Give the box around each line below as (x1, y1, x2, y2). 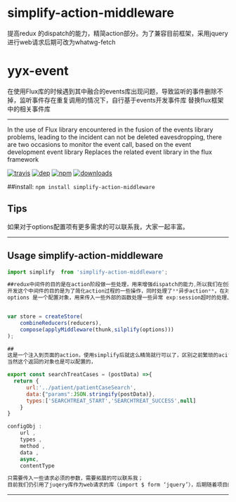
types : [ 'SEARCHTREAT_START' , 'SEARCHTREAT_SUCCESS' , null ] (25, 397, 197, 404)
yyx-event (7, 63, 69, 79)
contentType (20, 462, 55, 469)
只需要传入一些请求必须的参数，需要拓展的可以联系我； (7, 475, 144, 482)
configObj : (7, 423, 42, 430)
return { (13, 378, 39, 385)
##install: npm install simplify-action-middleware (7, 182, 156, 191)
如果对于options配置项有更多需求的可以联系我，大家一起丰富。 (7, 222, 189, 231)
